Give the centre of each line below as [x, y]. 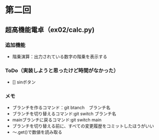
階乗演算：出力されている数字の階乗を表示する [60, 56]
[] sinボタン [24, 82]
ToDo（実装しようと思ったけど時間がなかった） [62, 70]
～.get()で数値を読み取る [37, 132]
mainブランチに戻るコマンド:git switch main [57, 120]
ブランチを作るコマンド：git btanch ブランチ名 [61, 108]
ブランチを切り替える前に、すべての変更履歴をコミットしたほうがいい [83, 126]
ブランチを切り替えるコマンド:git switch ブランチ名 [64, 114]
